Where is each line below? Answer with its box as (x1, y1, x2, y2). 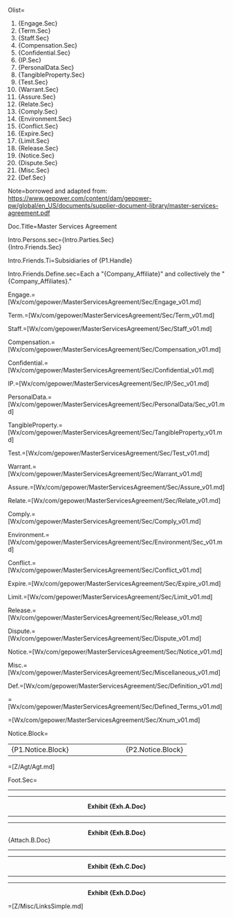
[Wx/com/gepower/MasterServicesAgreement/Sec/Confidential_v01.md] (8, 366, 214, 374)
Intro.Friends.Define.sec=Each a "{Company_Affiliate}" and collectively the (8, 270, 221, 278)
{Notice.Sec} (17, 151, 55, 160)
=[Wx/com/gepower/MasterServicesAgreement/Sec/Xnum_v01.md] (8, 716, 201, 724)
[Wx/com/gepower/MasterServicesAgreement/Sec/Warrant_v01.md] (8, 470, 203, 478)
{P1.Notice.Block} (11, 745, 69, 754)
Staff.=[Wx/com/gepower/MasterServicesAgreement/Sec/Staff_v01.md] (8, 325, 212, 332)
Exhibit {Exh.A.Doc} (87, 802, 147, 811)
